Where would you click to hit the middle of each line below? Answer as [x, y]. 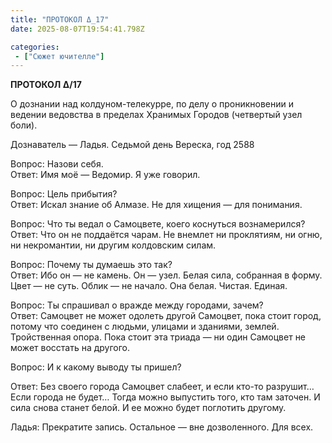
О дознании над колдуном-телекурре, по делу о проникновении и [152, 104]
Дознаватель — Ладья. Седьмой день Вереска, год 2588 [132, 145]
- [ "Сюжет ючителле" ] [59, 56]
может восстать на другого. [70, 348]
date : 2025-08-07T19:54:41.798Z [77, 29]
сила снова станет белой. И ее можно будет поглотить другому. [148, 408]
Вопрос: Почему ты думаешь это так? [91, 265]
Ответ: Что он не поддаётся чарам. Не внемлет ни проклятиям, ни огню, [166, 235]
